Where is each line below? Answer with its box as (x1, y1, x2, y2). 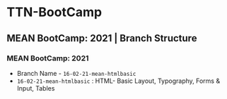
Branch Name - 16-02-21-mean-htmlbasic (16, 69, 136, 77)
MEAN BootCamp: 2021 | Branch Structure (6, 32, 197, 44)
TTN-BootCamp (6, 4, 103, 20)
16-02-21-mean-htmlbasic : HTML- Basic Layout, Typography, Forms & (16, 77, 221, 85)
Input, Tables (16, 84, 55, 92)
